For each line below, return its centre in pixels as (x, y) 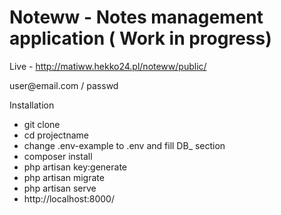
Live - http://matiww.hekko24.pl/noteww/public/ (108, 66)
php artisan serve (60, 188)
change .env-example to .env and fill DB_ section (124, 145)
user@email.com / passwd (64, 85)
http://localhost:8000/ (69, 198)
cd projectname (56, 135)
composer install (58, 156)
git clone (42, 124)
